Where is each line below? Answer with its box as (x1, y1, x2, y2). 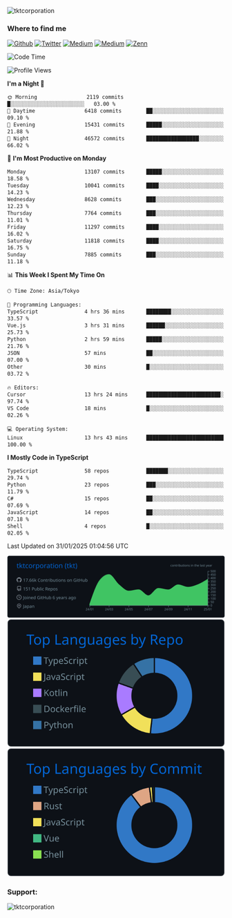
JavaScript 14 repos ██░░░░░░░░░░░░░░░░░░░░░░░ (7, 509, 224, 516)
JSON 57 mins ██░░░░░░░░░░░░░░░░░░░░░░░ (7, 350, 224, 357)
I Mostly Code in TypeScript (7, 453, 88, 462)
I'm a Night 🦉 (7, 79, 45, 88)
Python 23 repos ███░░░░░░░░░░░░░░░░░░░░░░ (7, 481, 224, 488)
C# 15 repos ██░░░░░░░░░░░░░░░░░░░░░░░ (7, 495, 224, 502)
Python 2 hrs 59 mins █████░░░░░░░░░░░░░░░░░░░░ (7, 336, 224, 343)
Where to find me (7, 23, 67, 33)
